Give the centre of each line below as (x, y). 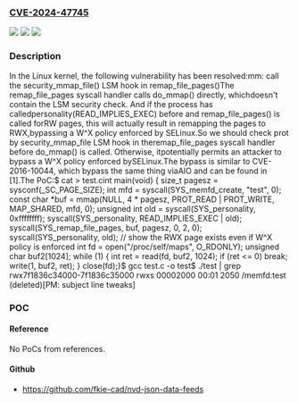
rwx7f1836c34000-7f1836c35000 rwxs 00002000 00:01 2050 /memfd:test (148, 275)
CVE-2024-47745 (49, 13)
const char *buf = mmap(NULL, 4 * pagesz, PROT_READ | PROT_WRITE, (142, 199)
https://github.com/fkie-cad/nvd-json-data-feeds (113, 389)
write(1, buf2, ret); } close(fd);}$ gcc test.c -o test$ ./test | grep (125, 265)
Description (35, 56)
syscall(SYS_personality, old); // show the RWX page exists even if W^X (141, 237)
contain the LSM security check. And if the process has (111, 104)
